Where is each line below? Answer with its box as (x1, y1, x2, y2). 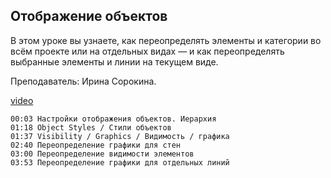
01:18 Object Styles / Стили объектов (10, 122, 172, 133)
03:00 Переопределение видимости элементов (10, 149, 195, 159)
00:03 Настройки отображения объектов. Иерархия (10, 114, 217, 124)
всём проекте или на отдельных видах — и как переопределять (10, 45, 285, 57)
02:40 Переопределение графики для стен (10, 140, 182, 150)
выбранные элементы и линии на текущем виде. (10, 55, 219, 68)
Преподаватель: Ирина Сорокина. (10, 75, 157, 87)
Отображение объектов (10, 8, 168, 25)
